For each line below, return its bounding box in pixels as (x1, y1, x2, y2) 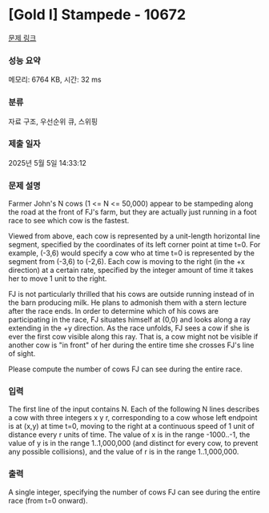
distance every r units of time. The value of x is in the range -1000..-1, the (8, 430, 251, 439)
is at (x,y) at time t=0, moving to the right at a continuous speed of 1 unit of (8, 422, 255, 431)
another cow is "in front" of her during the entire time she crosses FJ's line (8, 340, 255, 350)
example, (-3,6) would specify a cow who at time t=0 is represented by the (8, 248, 255, 258)
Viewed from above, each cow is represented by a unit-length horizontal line (8, 231, 260, 241)
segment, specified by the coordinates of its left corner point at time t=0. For (8, 240, 261, 250)
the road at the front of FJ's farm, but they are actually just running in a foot (8, 207, 258, 217)
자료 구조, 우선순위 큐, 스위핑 (8, 116, 98, 126)
